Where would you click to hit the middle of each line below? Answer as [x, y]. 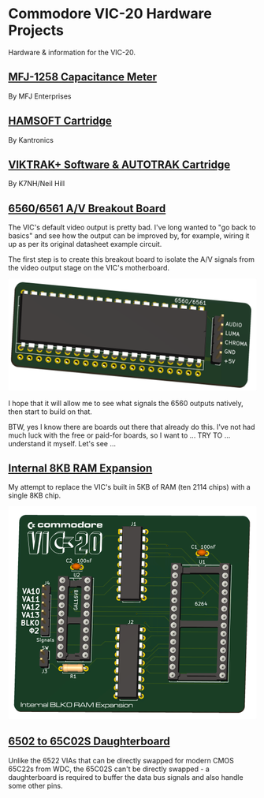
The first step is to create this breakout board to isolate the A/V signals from [131, 259]
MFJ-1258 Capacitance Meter [83, 77]
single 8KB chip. [35, 496]
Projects [36, 30]
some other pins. [35, 785]
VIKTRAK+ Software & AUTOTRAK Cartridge [119, 164]
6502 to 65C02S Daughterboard [89, 742]
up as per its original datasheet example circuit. [85, 244]
